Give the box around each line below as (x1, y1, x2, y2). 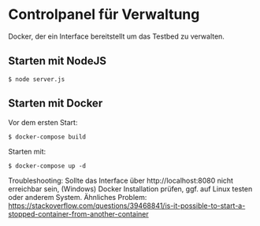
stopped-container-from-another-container (8, 209, 149, 218)
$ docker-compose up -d (8, 161, 87, 170)
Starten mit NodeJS (8, 54, 106, 68)
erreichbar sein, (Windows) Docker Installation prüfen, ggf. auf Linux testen (8, 183, 253, 194)
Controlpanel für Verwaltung (8, 6, 200, 24)
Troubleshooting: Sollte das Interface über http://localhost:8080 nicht (8, 176, 234, 185)
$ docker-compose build (8, 132, 87, 141)
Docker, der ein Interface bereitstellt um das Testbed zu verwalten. (8, 31, 225, 41)
